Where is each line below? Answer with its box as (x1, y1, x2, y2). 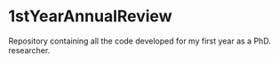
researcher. (8, 44, 51, 55)
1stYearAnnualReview (8, 6, 172, 27)
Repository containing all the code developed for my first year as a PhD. (8, 35, 272, 46)
